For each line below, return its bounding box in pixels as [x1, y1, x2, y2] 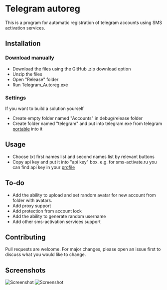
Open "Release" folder [12, 76, 59, 82]
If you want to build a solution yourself [5, 105, 84, 111]
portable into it [12, 125, 43, 131]
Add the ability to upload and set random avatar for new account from [12, 192, 156, 198]
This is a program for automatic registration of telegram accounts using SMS [5, 19, 163, 25]
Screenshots [5, 266, 46, 274]
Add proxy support [12, 202, 51, 208]
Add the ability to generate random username [12, 213, 106, 219]
